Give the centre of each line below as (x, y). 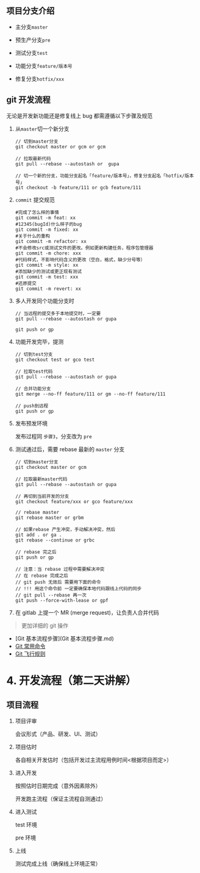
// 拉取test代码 (34, 371)
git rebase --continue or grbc (55, 540)
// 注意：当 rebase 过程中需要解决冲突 (60, 569)
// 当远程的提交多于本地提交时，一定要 (58, 313)
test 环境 (26, 824)
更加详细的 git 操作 (45, 625)
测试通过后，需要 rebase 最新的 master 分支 (70, 449)
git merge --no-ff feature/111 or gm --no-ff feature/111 (90, 394)
